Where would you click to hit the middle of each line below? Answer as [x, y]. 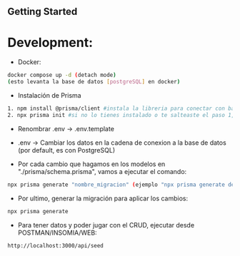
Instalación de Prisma [49, 96]
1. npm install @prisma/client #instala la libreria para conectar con [116, 109]
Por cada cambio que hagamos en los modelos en [91, 164]
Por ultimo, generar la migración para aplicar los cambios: [103, 198]
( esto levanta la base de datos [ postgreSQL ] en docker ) [94, 82]
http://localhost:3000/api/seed [55, 245]
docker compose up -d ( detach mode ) [62, 75]
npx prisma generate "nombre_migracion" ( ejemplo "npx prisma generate [116, 185]
